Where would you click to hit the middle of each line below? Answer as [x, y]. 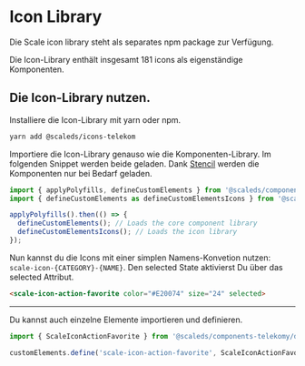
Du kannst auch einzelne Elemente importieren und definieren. [126, 320]
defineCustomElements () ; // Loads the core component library [138, 224]
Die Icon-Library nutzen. [80, 98]
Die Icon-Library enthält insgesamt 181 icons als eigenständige [126, 59]
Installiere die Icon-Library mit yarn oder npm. [95, 119]
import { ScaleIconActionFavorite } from [89, 336]
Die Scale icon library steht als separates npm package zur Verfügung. [142, 42]
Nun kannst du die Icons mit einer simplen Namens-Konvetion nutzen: [140, 258]
